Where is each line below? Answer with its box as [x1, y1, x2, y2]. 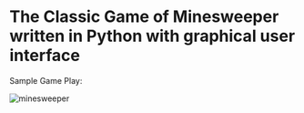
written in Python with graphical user [9, 26, 296, 46]
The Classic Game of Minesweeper [9, 6, 279, 27]
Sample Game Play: [9, 75, 83, 86]
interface [9, 46, 80, 66]
